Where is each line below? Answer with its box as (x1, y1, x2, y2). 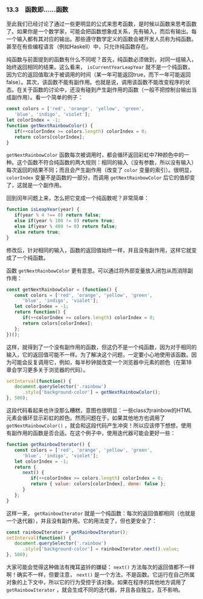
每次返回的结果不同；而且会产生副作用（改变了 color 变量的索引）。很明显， (6, 167, 195, 174)
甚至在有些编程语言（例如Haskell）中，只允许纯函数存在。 (6, 43, 152, 50)
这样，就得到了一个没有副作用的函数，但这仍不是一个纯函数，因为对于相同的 (6, 343, 197, 351)
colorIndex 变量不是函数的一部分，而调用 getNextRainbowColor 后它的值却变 (6, 174, 195, 181)
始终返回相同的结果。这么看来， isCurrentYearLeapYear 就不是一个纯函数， (6, 64, 193, 71)
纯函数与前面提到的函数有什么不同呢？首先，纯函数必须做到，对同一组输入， (6, 56, 197, 63)
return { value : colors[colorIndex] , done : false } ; (30, 481, 166, 487)
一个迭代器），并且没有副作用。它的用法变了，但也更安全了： (6, 517, 157, 525)
